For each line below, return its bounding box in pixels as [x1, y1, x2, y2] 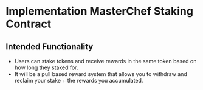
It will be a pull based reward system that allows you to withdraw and [14, 71, 188, 77]
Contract [5, 17, 52, 31]
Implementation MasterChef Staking [5, 4, 194, 18]
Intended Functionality [5, 41, 94, 52]
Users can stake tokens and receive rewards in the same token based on [14, 58, 197, 64]
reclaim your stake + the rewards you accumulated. [14, 77, 143, 84]
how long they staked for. [14, 64, 78, 71]
